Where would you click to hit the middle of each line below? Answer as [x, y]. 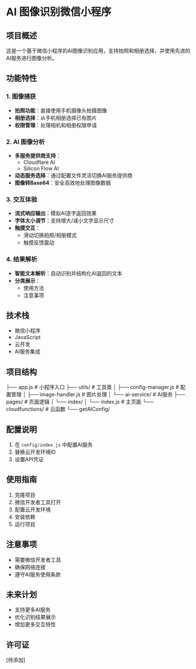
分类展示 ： [27, 281]
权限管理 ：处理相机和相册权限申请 [56, 125]
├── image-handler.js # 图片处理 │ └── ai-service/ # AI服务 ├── [106, 394]
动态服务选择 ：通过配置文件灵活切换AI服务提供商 [73, 175]
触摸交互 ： [27, 228]
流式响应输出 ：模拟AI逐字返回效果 [56, 213]
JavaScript [27, 337]
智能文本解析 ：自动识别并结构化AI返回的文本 [68, 273]
